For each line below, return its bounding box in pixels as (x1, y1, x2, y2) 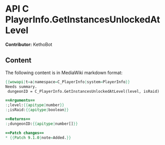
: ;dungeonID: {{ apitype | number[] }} (5, 121, 78, 126)
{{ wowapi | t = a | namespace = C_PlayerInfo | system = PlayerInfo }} (5, 79, 130, 84)
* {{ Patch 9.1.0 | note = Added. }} (5, 135, 71, 140)
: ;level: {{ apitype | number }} (5, 102, 65, 108)
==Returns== (5, 117, 30, 122)
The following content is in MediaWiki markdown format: (5, 69, 123, 76)
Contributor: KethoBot (5, 41, 53, 47)
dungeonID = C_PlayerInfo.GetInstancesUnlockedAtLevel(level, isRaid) (7, 89, 159, 94)
